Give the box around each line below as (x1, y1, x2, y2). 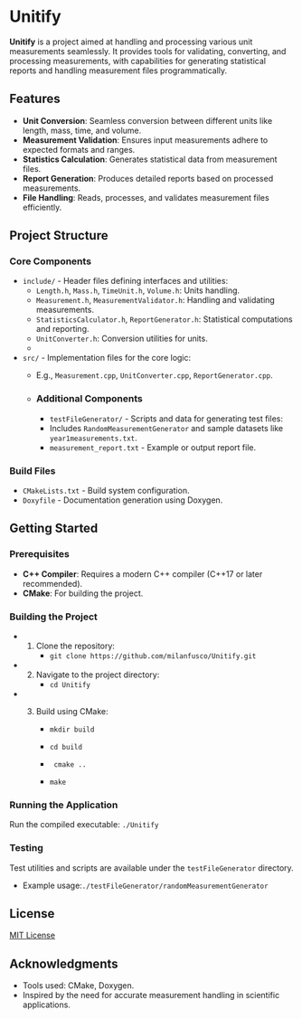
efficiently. (22, 202, 62, 212)
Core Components (9, 255, 92, 268)
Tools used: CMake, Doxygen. (22, 980, 135, 991)
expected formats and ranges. (22, 144, 136, 155)
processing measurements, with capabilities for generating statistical (9, 55, 267, 66)
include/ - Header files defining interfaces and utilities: (22, 276, 229, 287)
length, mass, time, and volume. (22, 125, 142, 136)
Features (9, 91, 61, 107)
